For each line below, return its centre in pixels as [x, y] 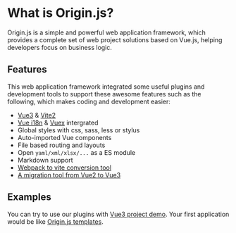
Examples [29, 197]
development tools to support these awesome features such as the [105, 94]
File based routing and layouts [61, 145]
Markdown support [45, 160]
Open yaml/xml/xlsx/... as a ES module [76, 152]
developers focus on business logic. [60, 47]
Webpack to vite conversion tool [64, 168]
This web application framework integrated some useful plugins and [106, 87]
